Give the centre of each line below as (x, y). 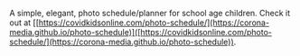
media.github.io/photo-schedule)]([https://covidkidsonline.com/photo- (141, 32)
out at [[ (24, 23)
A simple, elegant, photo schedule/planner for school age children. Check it (150, 13)
